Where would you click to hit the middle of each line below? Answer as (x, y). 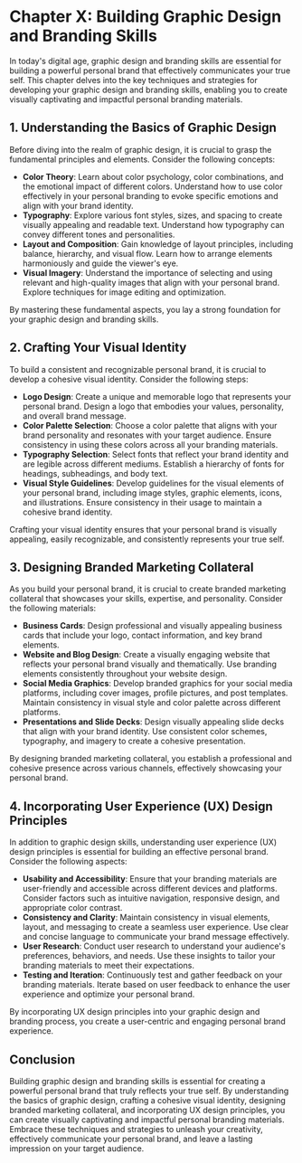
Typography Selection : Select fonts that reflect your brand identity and (156, 454)
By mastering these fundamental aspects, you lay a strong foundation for (145, 309)
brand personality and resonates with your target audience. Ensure (147, 435)
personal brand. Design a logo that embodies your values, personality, (153, 406)
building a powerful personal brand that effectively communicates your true (150, 71)
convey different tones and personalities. (99, 234)
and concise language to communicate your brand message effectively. (156, 937)
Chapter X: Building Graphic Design (146, 17)
